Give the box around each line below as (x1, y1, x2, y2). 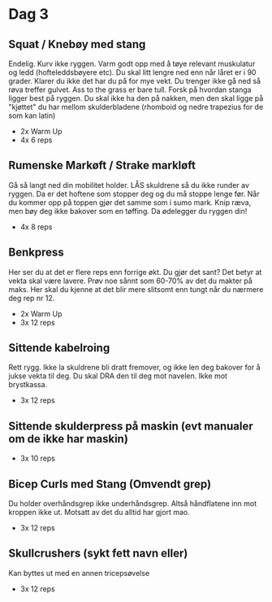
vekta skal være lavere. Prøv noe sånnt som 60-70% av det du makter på (8, 276, 253, 286)
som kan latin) (8, 111, 56, 120)
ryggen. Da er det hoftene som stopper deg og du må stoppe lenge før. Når (8, 189, 260, 198)
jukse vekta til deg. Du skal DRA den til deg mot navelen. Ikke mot (8, 371, 227, 381)
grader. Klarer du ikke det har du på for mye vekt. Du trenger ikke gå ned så (8, 76, 261, 85)
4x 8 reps (19, 221, 53, 232)
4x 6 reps (19, 135, 53, 145)
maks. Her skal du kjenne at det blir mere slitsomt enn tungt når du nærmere (8, 284, 264, 294)
